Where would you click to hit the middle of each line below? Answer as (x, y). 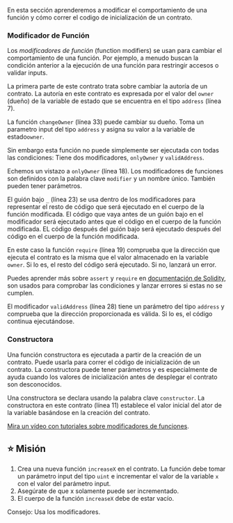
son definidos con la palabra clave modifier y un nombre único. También (111, 179)
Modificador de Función (48, 36)
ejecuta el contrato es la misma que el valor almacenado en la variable (108, 258)
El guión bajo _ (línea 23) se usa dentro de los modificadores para (102, 200)
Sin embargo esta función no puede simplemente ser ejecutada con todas (113, 150)
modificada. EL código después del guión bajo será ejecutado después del (114, 229)
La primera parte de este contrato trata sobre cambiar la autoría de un (107, 86)
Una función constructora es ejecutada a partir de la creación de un (104, 354)
